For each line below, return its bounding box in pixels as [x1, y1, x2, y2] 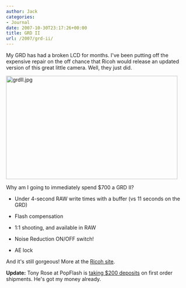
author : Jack [6, 8, 38, 15]
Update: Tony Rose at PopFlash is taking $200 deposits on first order [6, 269, 173, 276]
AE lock [14, 247, 33, 254]
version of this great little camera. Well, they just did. [6, 64, 132, 71]
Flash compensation [14, 213, 64, 220]
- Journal [6, 19, 30, 25]
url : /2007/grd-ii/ [6, 36, 54, 41]
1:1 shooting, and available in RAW [14, 224, 96, 231]
